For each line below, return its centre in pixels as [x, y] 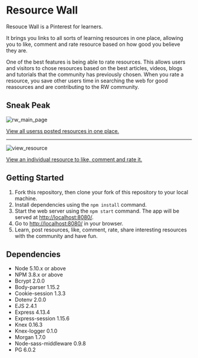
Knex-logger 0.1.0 [36, 331]
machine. [26, 198]
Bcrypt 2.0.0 [30, 281]
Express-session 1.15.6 [42, 319]
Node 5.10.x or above [40, 268]
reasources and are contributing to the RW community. [73, 87]
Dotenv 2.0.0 [30, 300]
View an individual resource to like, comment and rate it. [74, 159]
